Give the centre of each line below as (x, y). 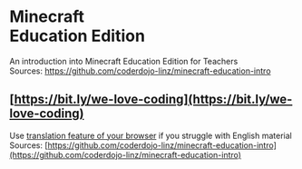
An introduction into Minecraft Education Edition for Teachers (124, 61)
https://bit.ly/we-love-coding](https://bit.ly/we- (153, 99)
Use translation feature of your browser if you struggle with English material (151, 135)
